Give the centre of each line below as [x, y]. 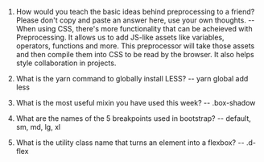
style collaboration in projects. [66, 63]
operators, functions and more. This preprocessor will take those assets [135, 46]
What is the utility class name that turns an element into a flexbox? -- [130, 143]
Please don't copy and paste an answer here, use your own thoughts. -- [135, 20]
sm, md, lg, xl [38, 127]
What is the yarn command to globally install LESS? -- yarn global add [132, 79]
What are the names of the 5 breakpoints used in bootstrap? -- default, [134, 118]
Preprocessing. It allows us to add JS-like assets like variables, [120, 37]
